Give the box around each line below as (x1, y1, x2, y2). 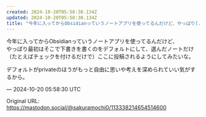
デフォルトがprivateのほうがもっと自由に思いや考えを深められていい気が (6, 66, 191, 73)
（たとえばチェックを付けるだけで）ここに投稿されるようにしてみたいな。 (6, 53, 194, 60)
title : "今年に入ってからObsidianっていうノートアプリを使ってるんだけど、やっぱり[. (6, 20, 201, 26)
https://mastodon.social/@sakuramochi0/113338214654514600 (6, 104, 167, 112)
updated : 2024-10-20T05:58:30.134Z (6, 15, 97, 21)
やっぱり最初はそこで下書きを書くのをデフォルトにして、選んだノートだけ (6, 45, 194, 52)
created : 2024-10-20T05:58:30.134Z (6, 9, 97, 15)
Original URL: (6, 97, 40, 105)
